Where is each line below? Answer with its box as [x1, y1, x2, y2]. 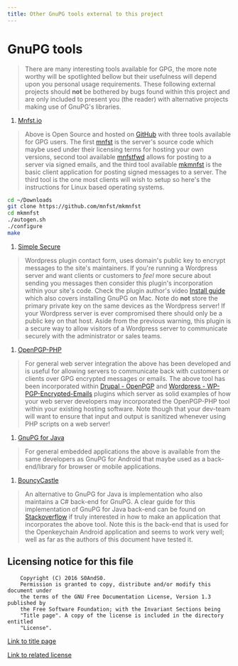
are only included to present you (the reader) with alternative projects [24, 95, 229, 103]
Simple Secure [17, 242, 61, 251]
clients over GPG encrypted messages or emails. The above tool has [24, 374, 226, 382]
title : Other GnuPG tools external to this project [7, 10, 163, 18]
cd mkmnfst [7, 210, 40, 217]
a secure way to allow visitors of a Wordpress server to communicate [24, 324, 228, 333]
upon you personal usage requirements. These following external [24, 80, 216, 88]
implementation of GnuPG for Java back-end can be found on [24, 505, 206, 513]
